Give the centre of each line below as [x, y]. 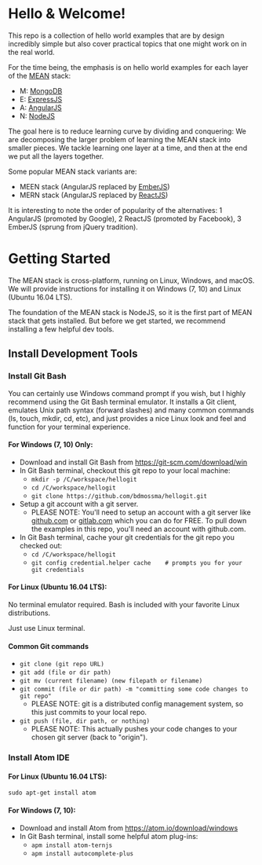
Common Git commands [48, 646]
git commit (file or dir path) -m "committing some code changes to [134, 689]
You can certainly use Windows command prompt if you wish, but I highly [127, 393]
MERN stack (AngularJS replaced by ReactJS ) [94, 195]
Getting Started [60, 259]
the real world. [31, 52]
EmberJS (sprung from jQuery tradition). [73, 227]
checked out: [41, 545]
